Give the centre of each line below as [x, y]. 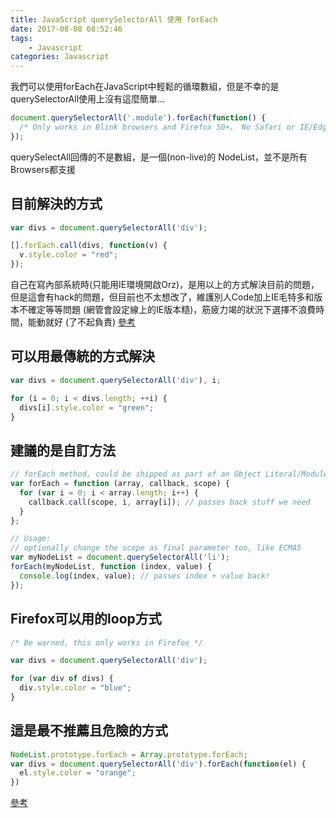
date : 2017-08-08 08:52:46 [66, 29]
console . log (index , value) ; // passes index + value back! [145, 576]
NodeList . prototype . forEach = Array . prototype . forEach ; [129, 754]
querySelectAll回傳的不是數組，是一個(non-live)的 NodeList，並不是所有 [159, 157]
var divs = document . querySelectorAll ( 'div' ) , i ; [116, 380]
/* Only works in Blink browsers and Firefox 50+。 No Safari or [157, 127]
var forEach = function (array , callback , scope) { [120, 484]
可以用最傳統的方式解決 [82, 356]
